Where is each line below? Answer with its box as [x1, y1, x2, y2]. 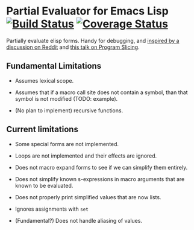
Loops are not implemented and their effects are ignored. [14, 152, 157, 159]
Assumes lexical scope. [14, 77, 74, 84]
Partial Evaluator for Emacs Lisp [6, 4, 169, 18]
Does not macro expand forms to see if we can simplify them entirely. [14, 164, 188, 171]
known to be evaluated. [14, 182, 74, 189]
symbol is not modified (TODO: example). [14, 95, 118, 102]
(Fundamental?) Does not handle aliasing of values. [14, 217, 143, 224]
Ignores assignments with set [14, 205, 89, 212]
